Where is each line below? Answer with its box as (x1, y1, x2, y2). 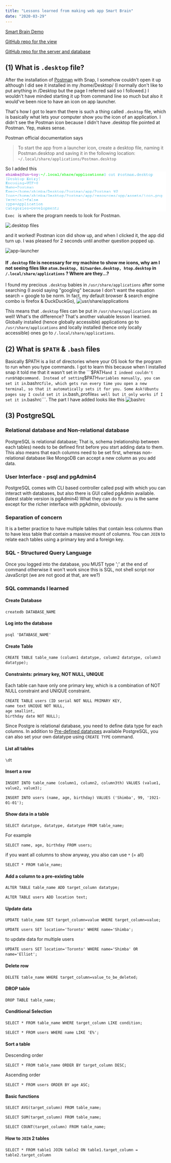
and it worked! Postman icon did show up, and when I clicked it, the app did (5, 232, 164, 239)
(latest (5, 496, 19, 502)
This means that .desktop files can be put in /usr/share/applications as (5, 308, 157, 314)
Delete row (5, 962, 29, 968)
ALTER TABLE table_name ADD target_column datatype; (5, 885, 120, 890)
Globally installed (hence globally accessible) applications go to (5, 319, 139, 325)
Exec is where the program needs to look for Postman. (5, 212, 121, 219)
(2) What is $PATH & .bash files (5, 344, 101, 354)
